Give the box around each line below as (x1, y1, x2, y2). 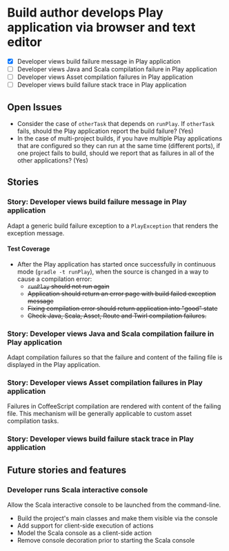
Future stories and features (7, 464, 127, 476)
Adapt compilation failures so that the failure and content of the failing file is (7, 353, 223, 361)
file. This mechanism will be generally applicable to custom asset (7, 410, 192, 418)
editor (7, 35, 43, 50)
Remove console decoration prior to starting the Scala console (17, 536, 195, 545)
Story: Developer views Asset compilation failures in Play (7, 378, 203, 388)
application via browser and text (7, 19, 196, 35)
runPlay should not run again (27, 282, 110, 290)
